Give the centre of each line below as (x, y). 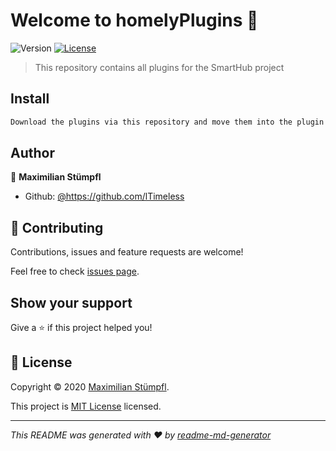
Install (30, 99)
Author (32, 153)
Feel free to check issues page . (75, 271)
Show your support (71, 302)
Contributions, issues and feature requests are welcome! (127, 252)
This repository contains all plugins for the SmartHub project (159, 67)
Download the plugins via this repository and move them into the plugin (167, 122)
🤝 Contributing (57, 227)
